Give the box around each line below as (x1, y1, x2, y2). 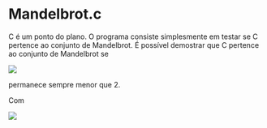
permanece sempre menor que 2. (8, 79, 121, 89)
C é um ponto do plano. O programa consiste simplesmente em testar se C (8, 32, 258, 41)
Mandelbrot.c (8, 5, 102, 23)
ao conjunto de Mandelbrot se (8, 49, 110, 58)
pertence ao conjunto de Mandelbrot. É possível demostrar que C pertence (8, 40, 260, 49)
